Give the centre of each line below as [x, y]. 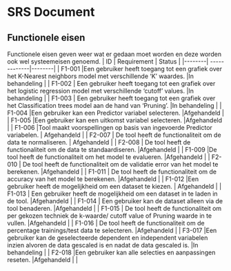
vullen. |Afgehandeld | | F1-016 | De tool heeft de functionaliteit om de [106, 223]
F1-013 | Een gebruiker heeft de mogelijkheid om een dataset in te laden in [113, 194]
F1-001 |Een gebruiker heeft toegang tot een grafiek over [142, 69]
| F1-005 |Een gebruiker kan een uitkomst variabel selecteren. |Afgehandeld [115, 120]
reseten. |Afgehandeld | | [42, 260]
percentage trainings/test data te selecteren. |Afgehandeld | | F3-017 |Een [112, 230]
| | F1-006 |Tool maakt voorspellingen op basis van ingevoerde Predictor [110, 128]
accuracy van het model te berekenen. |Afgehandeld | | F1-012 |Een [103, 179]
